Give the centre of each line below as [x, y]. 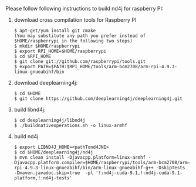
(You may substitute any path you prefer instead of [80, 36]
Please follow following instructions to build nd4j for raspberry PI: [85, 9]
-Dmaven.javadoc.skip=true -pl [53, 173]
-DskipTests [170, 168]
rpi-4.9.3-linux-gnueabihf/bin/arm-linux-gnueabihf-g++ [84, 168]
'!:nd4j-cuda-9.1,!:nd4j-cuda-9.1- [139, 173]
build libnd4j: [30, 109]
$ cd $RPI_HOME [33, 56]
